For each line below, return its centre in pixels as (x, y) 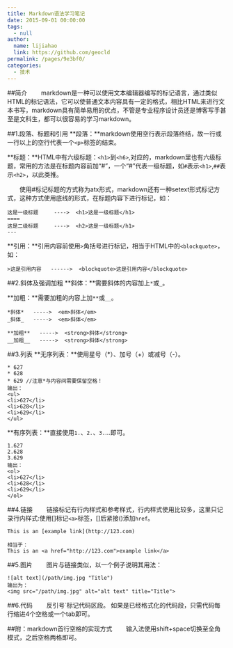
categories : (24, 65)
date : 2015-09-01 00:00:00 (46, 20)
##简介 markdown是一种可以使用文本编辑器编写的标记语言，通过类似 (112, 93)
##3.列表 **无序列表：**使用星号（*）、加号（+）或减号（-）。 (96, 354)
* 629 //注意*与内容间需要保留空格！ (55, 381)
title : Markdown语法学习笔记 (46, 14)
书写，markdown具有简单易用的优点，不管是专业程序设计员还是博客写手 (116, 110)
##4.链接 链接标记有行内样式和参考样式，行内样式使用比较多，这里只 (112, 509)
